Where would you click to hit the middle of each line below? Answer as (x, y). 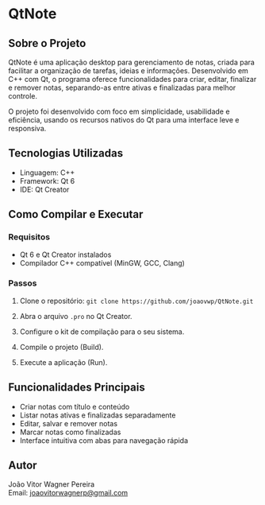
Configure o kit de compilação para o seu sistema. (102, 332)
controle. (23, 96)
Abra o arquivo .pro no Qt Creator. (76, 316)
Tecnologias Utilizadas (66, 153)
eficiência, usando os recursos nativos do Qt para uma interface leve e (124, 120)
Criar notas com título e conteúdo (75, 406)
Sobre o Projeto (47, 43)
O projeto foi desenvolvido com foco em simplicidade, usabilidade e (119, 111)
